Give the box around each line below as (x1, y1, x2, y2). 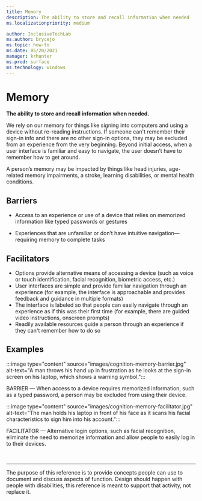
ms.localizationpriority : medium (6, 20, 90, 26)
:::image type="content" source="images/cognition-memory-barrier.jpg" (6, 360, 186, 367)
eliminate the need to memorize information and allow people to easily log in (6, 434, 195, 441)
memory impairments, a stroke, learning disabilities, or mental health (25, 172, 195, 179)
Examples (6, 344, 44, 355)
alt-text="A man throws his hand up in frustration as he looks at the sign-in (6, 366, 191, 373)
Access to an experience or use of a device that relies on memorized (14, 212, 186, 219)
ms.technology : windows (6, 64, 66, 70)
